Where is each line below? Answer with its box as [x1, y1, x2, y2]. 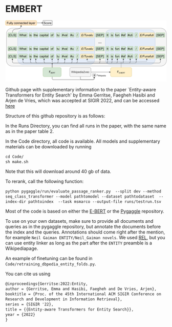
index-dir [5, 199, 27, 204]
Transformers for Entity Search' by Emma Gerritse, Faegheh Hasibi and [5, 92, 155, 98]
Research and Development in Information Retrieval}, [5, 296, 123, 302]
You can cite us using [5, 271, 51, 277]
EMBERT [5, 3, 42, 15]
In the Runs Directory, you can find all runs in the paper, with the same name [5, 123, 166, 129]
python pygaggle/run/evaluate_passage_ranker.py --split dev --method [5, 188, 161, 194]
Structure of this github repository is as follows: [5, 112, 105, 119]
